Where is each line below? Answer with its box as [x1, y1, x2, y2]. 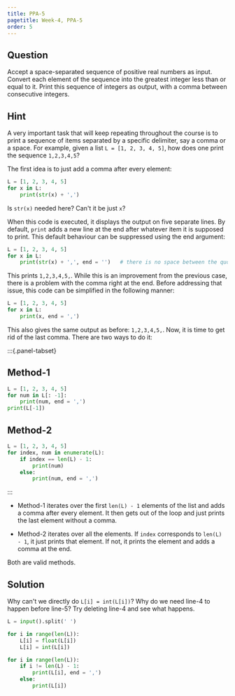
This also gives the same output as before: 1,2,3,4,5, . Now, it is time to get [7, 325, 225, 334]
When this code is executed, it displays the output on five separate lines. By [7, 218, 226, 226]
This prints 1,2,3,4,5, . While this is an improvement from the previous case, [7, 271, 227, 280]
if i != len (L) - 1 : [20, 662, 80, 670]
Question [7, 49, 48, 61]
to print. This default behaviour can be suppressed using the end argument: [7, 232, 225, 241]
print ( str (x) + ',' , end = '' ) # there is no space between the [20, 259, 218, 266]
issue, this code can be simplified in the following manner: [7, 286, 175, 294]
